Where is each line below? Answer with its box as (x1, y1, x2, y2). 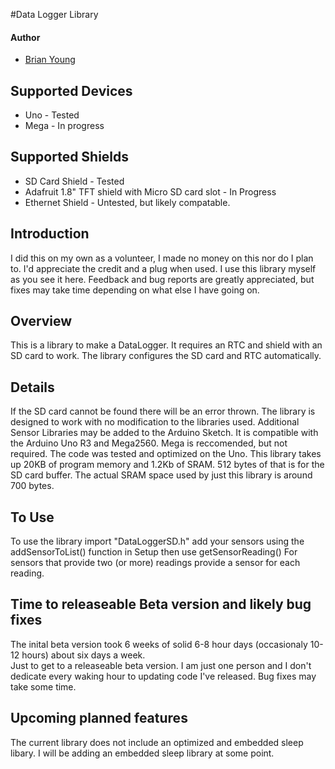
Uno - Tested (24, 109, 80, 121)
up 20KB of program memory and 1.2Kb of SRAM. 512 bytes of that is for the (10, 459, 325, 471)
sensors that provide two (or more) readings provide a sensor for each (10, 557, 301, 569)
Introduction (10, 225, 90, 243)
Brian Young (24, 54, 76, 66)
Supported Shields (10, 149, 130, 166)
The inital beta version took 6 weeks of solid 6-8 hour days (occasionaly (10, 638, 308, 650)
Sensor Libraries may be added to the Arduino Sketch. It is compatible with (10, 427, 319, 439)
